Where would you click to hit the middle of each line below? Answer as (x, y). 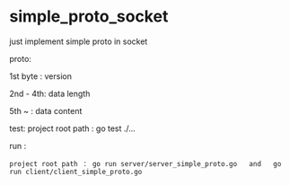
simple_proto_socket (89, 17)
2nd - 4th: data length (50, 93)
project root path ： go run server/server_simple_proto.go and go (145, 163)
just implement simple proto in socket (79, 41)
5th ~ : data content (46, 110)
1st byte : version (40, 76)
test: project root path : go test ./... (73, 128)
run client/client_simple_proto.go (76, 172)
